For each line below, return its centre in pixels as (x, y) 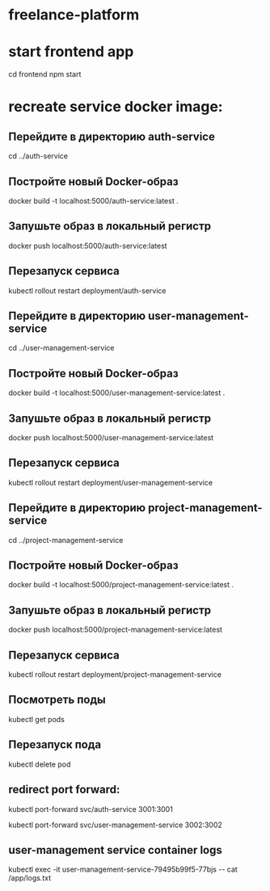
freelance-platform (74, 15)
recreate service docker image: (116, 107)
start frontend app (71, 52)
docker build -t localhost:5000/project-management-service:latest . (121, 585)
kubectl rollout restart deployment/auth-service (88, 290)
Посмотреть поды (57, 700)
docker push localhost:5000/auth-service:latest (88, 246)
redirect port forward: (64, 790)
